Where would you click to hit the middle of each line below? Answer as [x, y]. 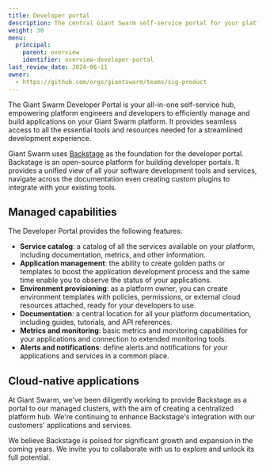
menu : [17, 38]
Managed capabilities [63, 212]
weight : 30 [26, 30]
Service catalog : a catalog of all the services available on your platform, [137, 246]
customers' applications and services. [70, 426]
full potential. [30, 457]
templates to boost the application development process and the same [135, 272]
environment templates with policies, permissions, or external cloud [130, 297]
